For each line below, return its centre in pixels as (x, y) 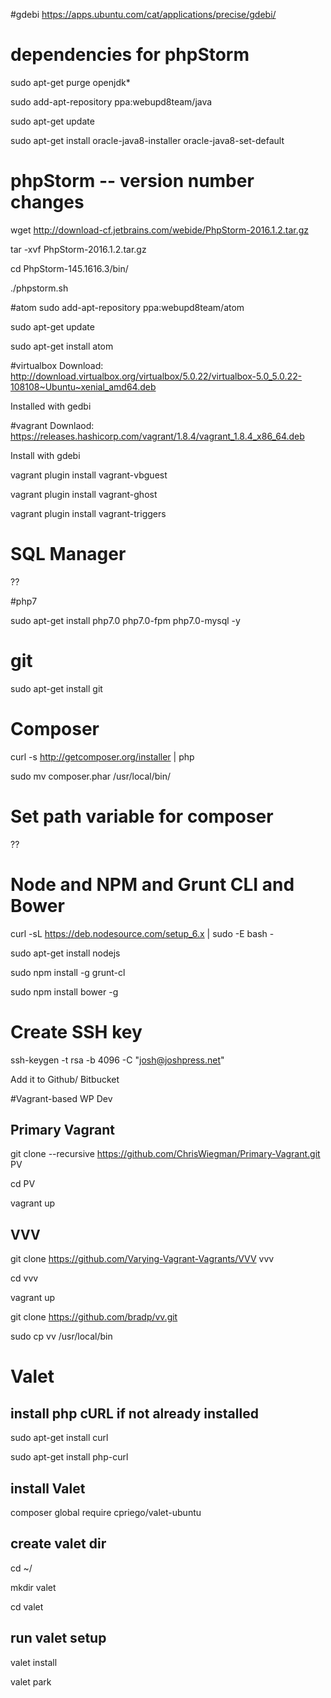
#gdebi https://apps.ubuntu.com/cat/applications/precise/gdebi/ (143, 14)
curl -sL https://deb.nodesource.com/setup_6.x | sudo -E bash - (142, 933)
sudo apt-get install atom (62, 346)
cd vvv (24, 1278)
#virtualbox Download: (57, 365)
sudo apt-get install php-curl (69, 1457)
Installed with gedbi (51, 406)
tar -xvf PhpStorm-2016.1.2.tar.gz (78, 249)
